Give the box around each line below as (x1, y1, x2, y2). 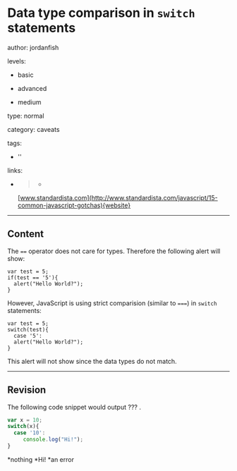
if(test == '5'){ (7, 274, 59, 281)
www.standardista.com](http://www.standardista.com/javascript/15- (20, 193, 218, 202)
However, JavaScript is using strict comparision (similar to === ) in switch (7, 298, 217, 307)
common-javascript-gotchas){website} (17, 201, 131, 209)
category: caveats (7, 125, 60, 133)
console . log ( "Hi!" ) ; (23, 436, 83, 444)
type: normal (7, 111, 44, 120)
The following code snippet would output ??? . (7, 403, 141, 411)
